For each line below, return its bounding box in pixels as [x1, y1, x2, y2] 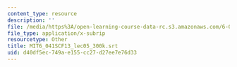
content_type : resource [7, 10, 78, 17]
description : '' [7, 17, 55, 24]
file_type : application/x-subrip [7, 29, 106, 37]
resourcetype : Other [7, 36, 68, 43]
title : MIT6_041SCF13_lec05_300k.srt [7, 43, 119, 50]
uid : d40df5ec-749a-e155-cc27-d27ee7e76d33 [7, 50, 138, 57]
